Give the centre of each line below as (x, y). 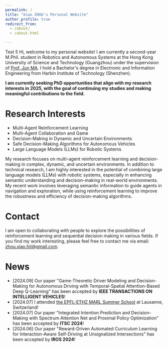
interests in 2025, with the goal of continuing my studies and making (78, 88)
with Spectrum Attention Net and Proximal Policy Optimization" (94, 318)
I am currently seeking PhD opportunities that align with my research (78, 83)
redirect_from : (21, 24)
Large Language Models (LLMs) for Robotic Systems (67, 149)
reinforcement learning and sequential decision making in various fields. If (82, 236)
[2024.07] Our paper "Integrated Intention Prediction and (71, 312)
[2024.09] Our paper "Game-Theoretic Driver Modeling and (74, 280)
